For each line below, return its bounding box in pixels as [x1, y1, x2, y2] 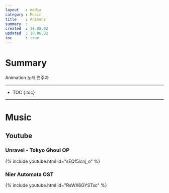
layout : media [5, 7, 42, 13]
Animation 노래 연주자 [5, 74, 49, 81]
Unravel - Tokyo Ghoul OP [5, 147, 69, 154]
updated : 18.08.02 [5, 31, 49, 36]
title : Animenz [5, 17, 46, 22]
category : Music [5, 12, 42, 17]
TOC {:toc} [12, 89, 35, 95]
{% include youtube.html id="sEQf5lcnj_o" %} [5, 158, 101, 164]
